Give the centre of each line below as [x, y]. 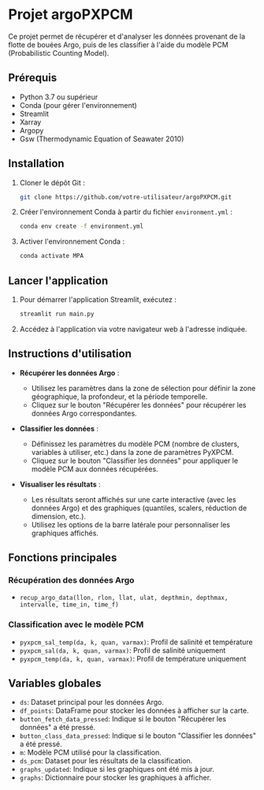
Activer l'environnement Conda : [72, 241]
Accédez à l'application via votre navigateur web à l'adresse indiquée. [133, 329]
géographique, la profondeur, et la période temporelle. [119, 397]
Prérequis [33, 78]
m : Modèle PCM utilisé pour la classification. [90, 753]
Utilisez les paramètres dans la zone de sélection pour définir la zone [143, 388]
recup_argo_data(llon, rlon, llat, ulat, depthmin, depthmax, [124, 598]
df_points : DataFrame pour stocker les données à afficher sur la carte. [134, 710]
